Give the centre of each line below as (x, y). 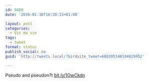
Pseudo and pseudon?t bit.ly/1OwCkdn (45, 75)
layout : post (19, 24)
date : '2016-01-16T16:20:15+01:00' (42, 15)
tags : (11, 38)
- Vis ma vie (23, 33)
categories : (18, 28)
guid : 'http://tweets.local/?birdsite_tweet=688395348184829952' (75, 56)
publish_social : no (26, 52)
